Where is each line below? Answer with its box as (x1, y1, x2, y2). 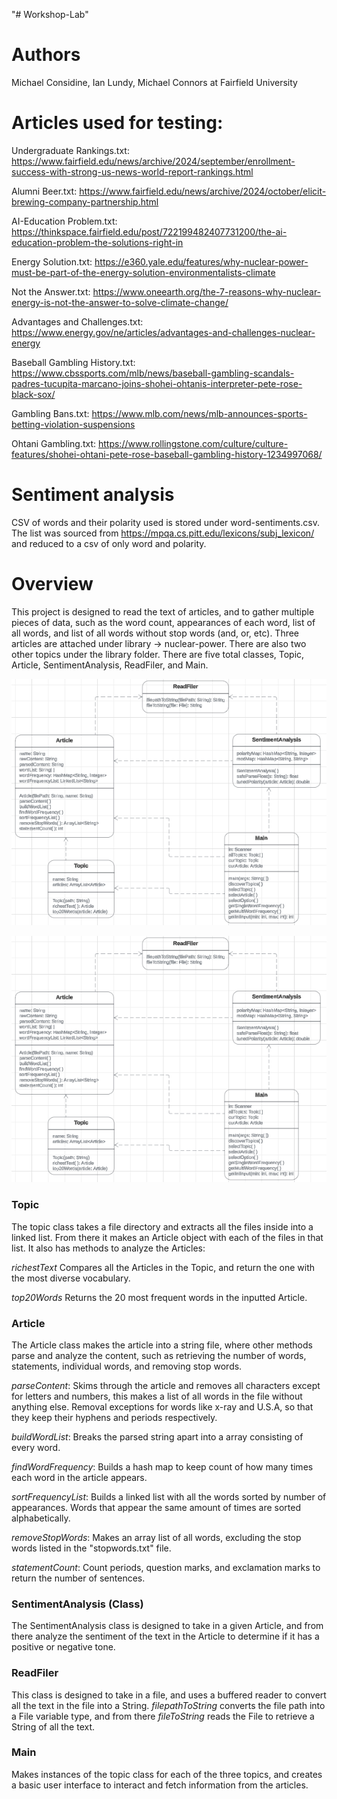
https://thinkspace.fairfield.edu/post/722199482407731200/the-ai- (11, 225, 288, 238)
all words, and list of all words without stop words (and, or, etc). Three (11, 627, 300, 639)
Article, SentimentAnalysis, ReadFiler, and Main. (11, 659, 209, 671)
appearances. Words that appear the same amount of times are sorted (11, 1501, 301, 1513)
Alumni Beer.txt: (11, 185, 78, 197)
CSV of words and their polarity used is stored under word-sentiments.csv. (11, 516, 320, 528)
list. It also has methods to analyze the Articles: (11, 1242, 206, 1254)
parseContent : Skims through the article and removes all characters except (11, 1379, 321, 1391)
